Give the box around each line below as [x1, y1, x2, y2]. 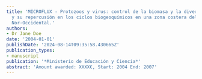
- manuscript [6, 53, 39, 59]
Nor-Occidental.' [11, 20, 55, 26]
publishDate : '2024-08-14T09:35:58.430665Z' [6, 42, 120, 48]
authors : [6, 25, 28, 31]
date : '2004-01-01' [6, 36, 55, 42]
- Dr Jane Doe [6, 31, 42, 37]
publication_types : [6, 48, 55, 53]
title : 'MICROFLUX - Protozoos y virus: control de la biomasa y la [6, 8, 182, 15]
